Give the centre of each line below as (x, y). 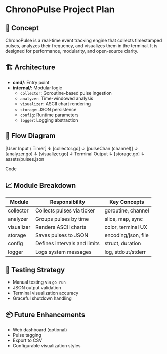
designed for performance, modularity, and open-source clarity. (72, 51)
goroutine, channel (127, 210)
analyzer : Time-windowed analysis (57, 98)
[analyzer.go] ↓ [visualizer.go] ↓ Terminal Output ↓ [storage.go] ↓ (75, 154)
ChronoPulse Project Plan (60, 9)
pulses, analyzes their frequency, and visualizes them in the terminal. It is (81, 46)
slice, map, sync (124, 219)
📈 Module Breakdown (41, 185)
